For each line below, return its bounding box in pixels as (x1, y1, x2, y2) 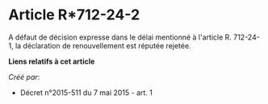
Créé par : (8, 72, 40, 81)
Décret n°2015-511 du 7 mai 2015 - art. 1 (19, 87, 153, 98)
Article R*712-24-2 (8, 6, 140, 24)
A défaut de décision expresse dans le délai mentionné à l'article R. (8, 32, 232, 42)
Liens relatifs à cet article (8, 56, 95, 66)
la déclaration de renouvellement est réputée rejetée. (15, 40, 191, 50)
